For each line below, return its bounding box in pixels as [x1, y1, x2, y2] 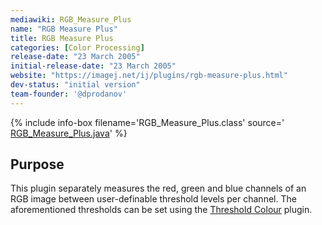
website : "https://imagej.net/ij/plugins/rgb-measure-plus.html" [10, 71, 288, 81]
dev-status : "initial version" [10, 80, 141, 90]
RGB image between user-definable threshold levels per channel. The [10, 193, 297, 205]
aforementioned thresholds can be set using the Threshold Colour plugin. [10, 204, 313, 216]
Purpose [10, 156, 65, 173]
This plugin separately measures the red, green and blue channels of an [10, 182, 307, 195]
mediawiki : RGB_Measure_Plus [10, 14, 132, 25]
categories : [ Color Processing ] [10, 42, 145, 53]
